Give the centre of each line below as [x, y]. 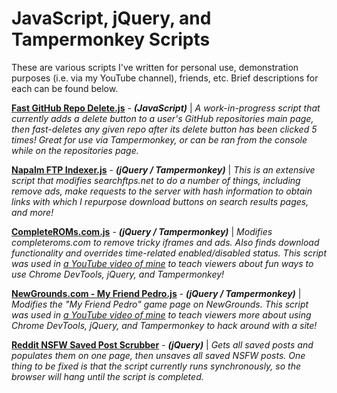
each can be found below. [65, 88]
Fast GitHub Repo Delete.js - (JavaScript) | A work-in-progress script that [166, 108]
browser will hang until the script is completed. [107, 376]
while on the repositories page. [75, 150]
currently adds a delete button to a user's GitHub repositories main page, [162, 118]
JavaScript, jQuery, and [111, 18]
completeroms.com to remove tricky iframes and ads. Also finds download [165, 242]
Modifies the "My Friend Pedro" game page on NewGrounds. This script [160, 304]
